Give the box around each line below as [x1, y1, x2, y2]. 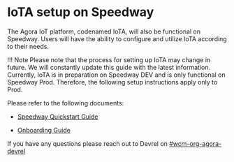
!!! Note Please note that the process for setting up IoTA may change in [7, 55, 211, 64]
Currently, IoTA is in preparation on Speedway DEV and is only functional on [7, 71, 226, 79]
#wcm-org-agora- [168, 139, 222, 147]
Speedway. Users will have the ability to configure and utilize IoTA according [7, 34, 227, 43]
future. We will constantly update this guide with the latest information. [7, 63, 211, 71]
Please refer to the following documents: [7, 98, 124, 107]
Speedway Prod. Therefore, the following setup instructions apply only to [7, 78, 218, 86]
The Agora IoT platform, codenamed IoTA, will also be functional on [7, 27, 201, 36]
